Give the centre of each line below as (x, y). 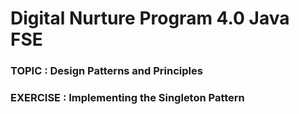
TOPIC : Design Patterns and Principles (106, 71)
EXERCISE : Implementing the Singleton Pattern (127, 98)
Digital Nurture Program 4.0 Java (150, 18)
